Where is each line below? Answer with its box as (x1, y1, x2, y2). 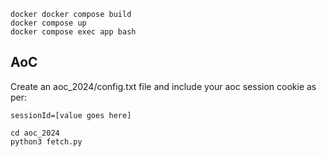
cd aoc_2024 (10, 128, 60, 138)
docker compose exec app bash (10, 27, 137, 37)
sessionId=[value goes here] (10, 110, 132, 120)
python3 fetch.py (10, 136, 83, 147)
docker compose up (10, 18, 87, 28)
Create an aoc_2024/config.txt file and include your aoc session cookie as (10, 80, 317, 92)
